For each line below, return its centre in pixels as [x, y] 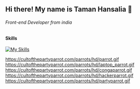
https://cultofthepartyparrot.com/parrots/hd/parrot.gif [62, 60]
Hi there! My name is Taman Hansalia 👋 [69, 9]
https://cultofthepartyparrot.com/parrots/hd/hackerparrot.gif [69, 76]
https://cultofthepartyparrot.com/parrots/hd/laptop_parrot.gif [70, 65]
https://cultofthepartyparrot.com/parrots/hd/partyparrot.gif [68, 81]
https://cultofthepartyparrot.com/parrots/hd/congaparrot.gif [69, 70]
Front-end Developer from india [39, 22]
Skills [11, 38]
